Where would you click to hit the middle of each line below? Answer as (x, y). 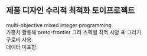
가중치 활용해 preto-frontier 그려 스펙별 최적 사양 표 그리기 (74, 32)
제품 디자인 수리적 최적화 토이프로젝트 (71, 11)
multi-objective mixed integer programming (59, 25)
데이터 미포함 (21, 47)
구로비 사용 (19, 39)
